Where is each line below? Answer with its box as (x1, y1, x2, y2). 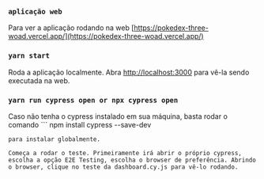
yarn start (8, 51, 50, 60)
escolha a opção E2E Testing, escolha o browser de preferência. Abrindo (8, 156, 257, 164)
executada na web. (8, 75, 70, 86)
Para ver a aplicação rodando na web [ (8, 23, 134, 32)
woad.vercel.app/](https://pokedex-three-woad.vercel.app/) (8, 32, 204, 41)
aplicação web (8, 7, 62, 16)
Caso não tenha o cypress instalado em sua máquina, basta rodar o (8, 111, 228, 121)
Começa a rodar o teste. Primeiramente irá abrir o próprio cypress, (8, 149, 243, 157)
